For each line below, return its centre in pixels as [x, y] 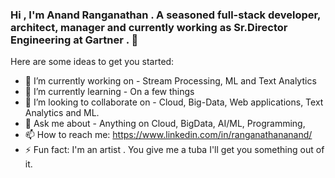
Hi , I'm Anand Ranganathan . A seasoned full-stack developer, [166, 15]
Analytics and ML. [62, 113]
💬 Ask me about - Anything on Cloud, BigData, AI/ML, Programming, [165, 124]
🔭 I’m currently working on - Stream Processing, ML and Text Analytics [170, 81]
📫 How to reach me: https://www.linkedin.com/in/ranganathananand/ [168, 135]
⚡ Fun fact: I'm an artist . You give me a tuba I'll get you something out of [174, 150]
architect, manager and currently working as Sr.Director [149, 27]
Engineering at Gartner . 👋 [74, 40]
